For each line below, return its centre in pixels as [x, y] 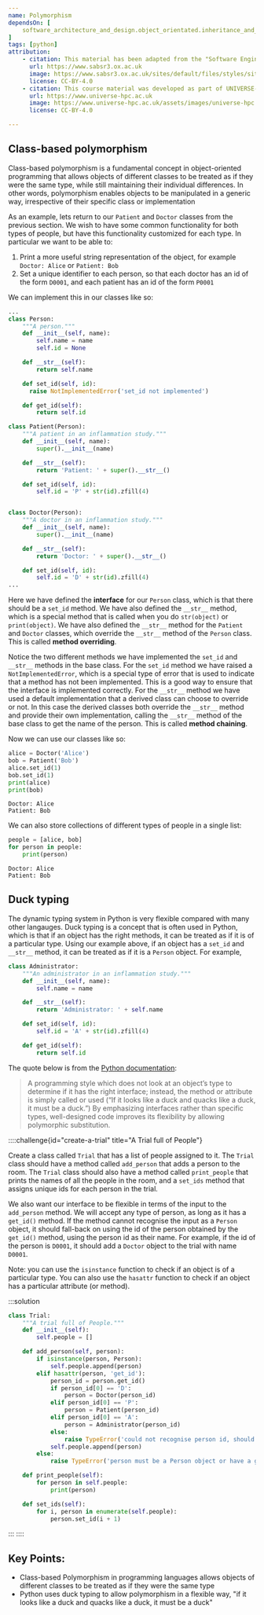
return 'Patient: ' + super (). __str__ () [103, 470]
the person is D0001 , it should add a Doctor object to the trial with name [123, 1246]
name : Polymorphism [40, 15]
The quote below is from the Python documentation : [92, 1068]
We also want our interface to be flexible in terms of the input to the [117, 1204]
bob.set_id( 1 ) [31, 775]
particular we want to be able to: [60, 241]
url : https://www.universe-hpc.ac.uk [91, 96]
